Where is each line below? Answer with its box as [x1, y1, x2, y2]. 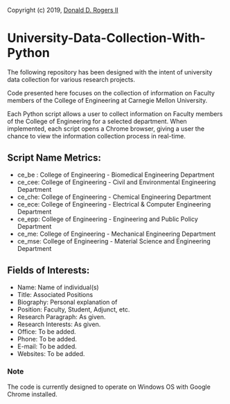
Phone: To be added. [17, 334, 78, 343]
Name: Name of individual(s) [17, 283, 99, 291]
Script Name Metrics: [7, 152, 102, 164]
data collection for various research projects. [7, 75, 136, 83]
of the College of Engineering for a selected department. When [7, 117, 187, 125]
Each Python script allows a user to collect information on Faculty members [7, 109, 223, 118]
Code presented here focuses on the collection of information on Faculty [7, 88, 215, 97]
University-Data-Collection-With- [7, 31, 206, 46]
